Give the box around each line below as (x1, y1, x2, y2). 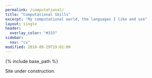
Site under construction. (5, 68, 55, 74)
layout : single (5, 21, 37, 26)
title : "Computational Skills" (5, 12, 71, 17)
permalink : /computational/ (5, 7, 64, 12)
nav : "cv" (10, 40, 30, 45)
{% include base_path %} (5, 58, 58, 64)
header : (5, 26, 22, 31)
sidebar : (5, 35, 24, 40)
